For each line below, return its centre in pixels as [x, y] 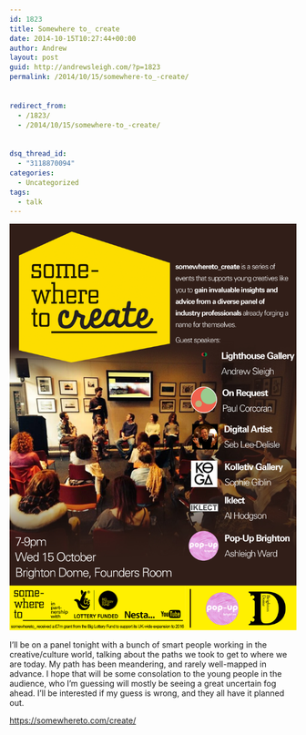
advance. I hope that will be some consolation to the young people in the [146, 674]
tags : [20, 192]
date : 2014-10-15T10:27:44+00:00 [73, 38]
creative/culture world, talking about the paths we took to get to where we [148, 655]
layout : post [34, 58]
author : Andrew [38, 48]
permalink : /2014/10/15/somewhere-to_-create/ [99, 77]
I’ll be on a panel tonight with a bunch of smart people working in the [138, 645]
